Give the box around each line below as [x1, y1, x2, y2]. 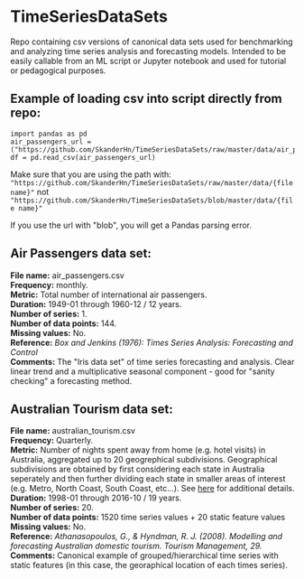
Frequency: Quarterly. [10, 435, 94, 446]
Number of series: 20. [10, 502, 94, 513]
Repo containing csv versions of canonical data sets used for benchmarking [10, 36, 293, 47]
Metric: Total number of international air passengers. [10, 289, 207, 300]
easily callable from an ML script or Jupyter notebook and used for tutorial [10, 55, 287, 66]
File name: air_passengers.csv [10, 269, 124, 281]
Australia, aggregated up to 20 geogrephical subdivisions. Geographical [10, 454, 278, 465]
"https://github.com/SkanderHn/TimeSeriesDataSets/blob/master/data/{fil [10, 196, 294, 205]
